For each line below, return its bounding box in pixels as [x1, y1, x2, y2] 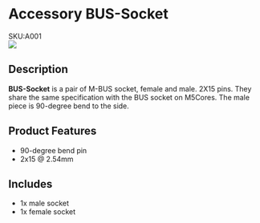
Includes [8, 177, 53, 191]
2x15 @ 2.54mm [19, 154, 74, 164]
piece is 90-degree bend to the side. [8, 101, 130, 111]
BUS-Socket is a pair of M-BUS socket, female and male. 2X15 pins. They [8, 83, 252, 93]
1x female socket [19, 207, 76, 217]
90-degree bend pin [19, 145, 87, 155]
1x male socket [19, 198, 70, 209]
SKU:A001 [8, 31, 42, 41]
